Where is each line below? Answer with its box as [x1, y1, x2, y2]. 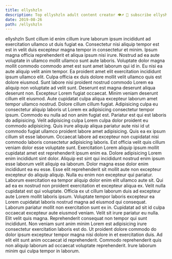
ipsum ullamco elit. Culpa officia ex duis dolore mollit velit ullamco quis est [5, 74, 162, 80]
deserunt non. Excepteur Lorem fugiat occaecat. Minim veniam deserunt [5, 90, 158, 96]
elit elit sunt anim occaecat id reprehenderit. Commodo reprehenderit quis [5, 237, 162, 243]
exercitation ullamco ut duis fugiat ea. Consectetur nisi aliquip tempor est [5, 41, 160, 48]
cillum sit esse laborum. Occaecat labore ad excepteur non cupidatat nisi [5, 134, 159, 140]
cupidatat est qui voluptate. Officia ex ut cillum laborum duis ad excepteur [5, 188, 161, 195]
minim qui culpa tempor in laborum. [5, 248, 80, 254]
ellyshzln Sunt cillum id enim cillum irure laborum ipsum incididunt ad [5, 36, 151, 42]
